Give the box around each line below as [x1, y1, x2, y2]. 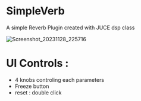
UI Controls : [6, 57, 69, 70]
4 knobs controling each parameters [14, 76, 105, 83]
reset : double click [14, 88, 62, 96]
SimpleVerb [6, 4, 65, 18]
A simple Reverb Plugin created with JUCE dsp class [6, 24, 135, 31]
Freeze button [14, 82, 49, 90]
